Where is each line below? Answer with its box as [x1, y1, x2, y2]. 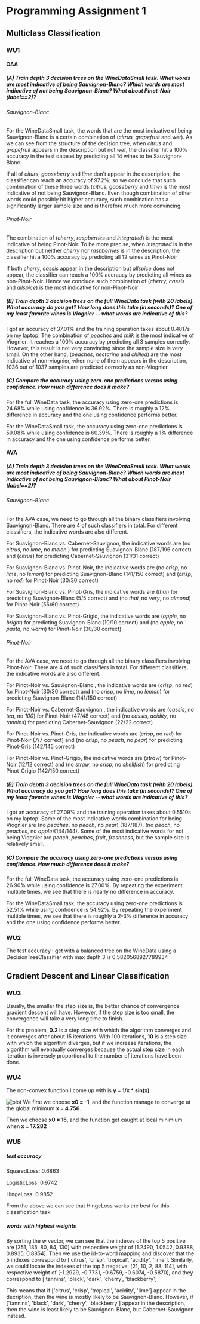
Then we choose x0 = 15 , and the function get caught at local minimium [6, 1116, 183, 1124]
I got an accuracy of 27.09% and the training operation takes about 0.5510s [6, 808, 191, 816]
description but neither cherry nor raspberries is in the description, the [6, 247, 180, 254]
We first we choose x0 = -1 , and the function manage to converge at [23, 1098, 191, 1106]
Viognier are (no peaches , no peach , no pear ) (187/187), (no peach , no [6, 822, 180, 829]
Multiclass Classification [6, 28, 100, 38]
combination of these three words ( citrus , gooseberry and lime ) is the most [6, 183, 191, 190]
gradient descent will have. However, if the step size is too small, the [6, 1009, 175, 1016]
